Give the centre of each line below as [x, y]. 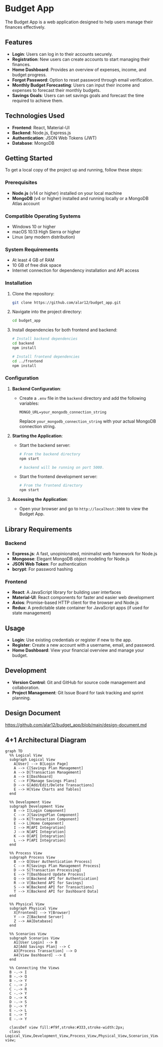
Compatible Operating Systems [43, 216]
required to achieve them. [38, 101]
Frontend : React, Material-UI [41, 127]
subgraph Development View [37, 807]
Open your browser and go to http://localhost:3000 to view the [84, 509]
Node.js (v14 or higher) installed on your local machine [67, 193]
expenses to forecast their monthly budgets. [56, 90]
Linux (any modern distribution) [43, 237]
